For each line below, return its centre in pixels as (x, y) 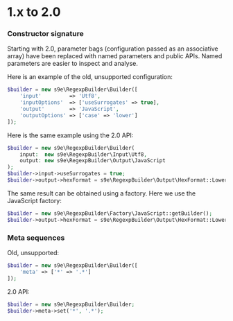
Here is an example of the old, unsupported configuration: (90, 77)
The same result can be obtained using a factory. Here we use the (102, 193)
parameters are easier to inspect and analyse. (73, 64)
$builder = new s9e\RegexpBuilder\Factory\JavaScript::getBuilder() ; (110, 213)
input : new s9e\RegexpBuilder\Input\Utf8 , (84, 154)
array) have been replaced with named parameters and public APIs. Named (115, 56)
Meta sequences (36, 238)
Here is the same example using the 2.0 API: (70, 135)
